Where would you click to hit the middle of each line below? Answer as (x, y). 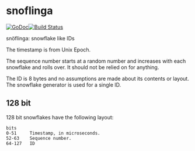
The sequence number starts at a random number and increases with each (96, 61)
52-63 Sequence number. (39, 138)
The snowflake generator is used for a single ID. (64, 85)
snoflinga (29, 11)
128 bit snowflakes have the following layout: (60, 117)
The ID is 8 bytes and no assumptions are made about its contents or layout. (98, 78)
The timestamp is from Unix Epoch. (48, 49)
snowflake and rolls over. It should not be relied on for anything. (83, 67)
